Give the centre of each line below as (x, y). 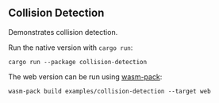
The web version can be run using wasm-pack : (85, 76)
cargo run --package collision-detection (78, 62)
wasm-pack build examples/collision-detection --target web (110, 91)
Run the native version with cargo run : (71, 48)
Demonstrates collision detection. (63, 32)
